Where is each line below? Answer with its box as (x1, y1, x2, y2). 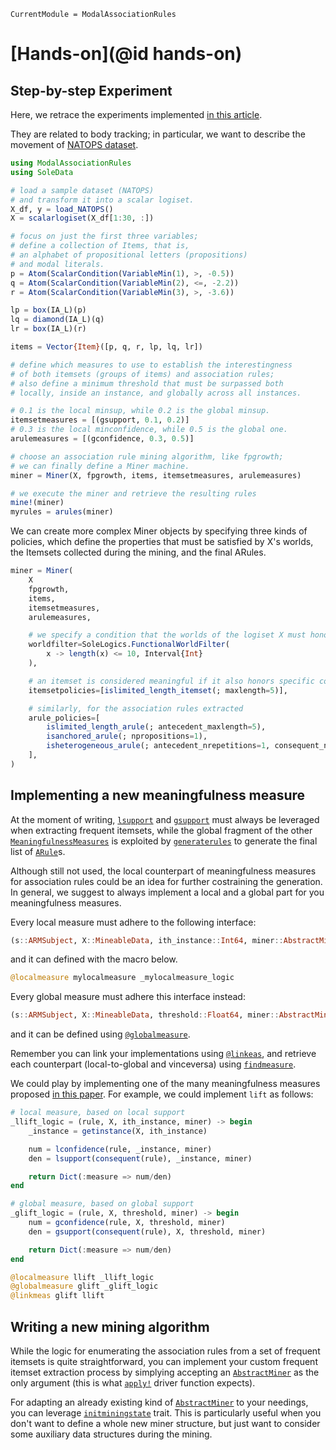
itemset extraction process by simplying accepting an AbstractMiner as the (10, 1366, 320, 1378)
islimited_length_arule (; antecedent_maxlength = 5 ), (46, 722, 267, 732)
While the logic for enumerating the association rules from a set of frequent (10, 1345, 321, 1357)
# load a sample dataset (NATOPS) (10, 185, 155, 195)
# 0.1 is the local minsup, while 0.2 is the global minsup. (10, 406, 271, 416)
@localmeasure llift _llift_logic (10, 1272, 155, 1282)
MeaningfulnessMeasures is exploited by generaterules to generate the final (10, 835, 318, 847)
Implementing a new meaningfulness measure (10, 787, 306, 804)
